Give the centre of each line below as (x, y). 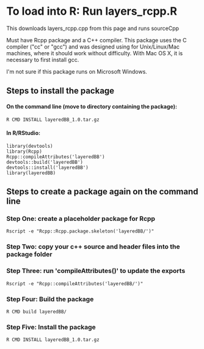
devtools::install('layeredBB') (47, 167)
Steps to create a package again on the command (102, 192)
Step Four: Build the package (50, 299)
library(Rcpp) (24, 151)
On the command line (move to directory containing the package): (92, 106)
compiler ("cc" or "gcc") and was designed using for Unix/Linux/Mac (93, 47)
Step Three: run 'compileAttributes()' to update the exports (96, 271)
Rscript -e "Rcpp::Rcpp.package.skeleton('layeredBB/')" (80, 231)
